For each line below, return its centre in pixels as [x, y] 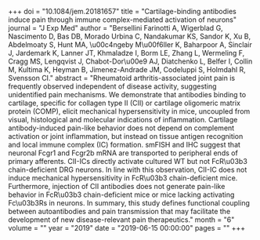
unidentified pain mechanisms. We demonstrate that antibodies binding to [127, 95]
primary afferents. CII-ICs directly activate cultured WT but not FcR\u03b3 [128, 161]
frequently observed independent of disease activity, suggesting [112, 86]
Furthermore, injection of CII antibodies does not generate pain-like [117, 186]
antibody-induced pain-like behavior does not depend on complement [121, 128]
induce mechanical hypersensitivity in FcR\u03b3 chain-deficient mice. [123, 178]
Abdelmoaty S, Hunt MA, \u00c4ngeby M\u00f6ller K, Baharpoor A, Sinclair [130, 45]
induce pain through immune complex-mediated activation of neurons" [123, 20]
